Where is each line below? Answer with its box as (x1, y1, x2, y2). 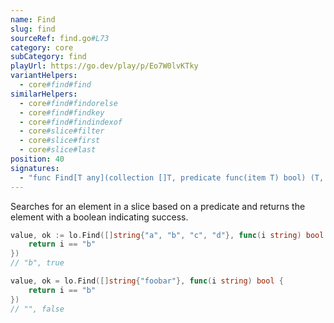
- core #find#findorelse (19, 98, 118, 108)
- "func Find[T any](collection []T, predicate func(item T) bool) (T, (19, 172, 325, 183)
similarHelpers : (10, 89, 78, 99)
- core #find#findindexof (19, 117, 123, 127)
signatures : (10, 163, 60, 173)
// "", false (10, 304, 65, 314)
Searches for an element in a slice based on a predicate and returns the (10, 200, 306, 212)
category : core (10, 42, 74, 53)
